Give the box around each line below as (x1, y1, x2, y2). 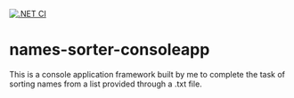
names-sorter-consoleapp (9, 40, 210, 60)
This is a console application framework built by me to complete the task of (9, 69, 286, 79)
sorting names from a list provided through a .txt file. (9, 78, 202, 89)
